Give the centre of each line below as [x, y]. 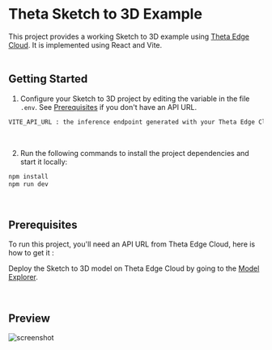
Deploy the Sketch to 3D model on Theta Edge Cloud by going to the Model [134, 268]
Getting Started [48, 79]
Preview [30, 318]
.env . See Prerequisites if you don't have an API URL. [108, 107]
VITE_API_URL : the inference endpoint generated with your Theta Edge [132, 122]
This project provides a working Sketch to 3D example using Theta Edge [129, 36]
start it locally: [44, 162]
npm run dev [28, 184]
